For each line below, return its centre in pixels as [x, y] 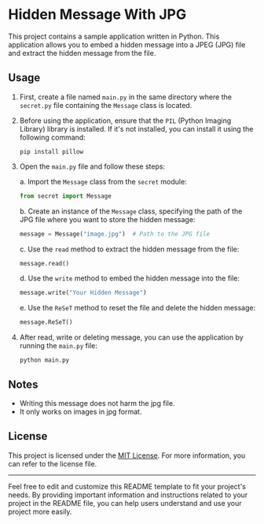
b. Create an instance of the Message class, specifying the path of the [131, 211]
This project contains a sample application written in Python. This [114, 36]
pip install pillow [51, 151]
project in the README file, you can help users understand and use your [125, 503]
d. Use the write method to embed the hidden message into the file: [130, 278]
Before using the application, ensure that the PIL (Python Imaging [125, 121]
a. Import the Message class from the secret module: [103, 181]
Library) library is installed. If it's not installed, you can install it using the [136, 128]
